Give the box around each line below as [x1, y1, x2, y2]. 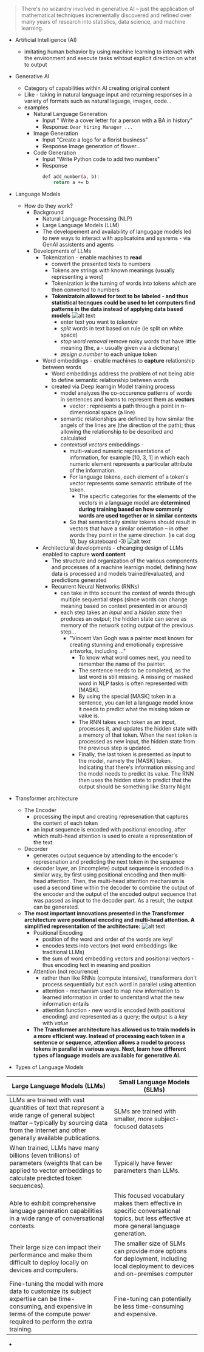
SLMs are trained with [114, 1107, 177, 1115]
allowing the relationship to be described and [60, 428, 174, 435]
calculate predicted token [9, 1173, 82, 1182]
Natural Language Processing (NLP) [42, 215, 132, 222]
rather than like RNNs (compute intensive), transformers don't [42, 974, 197, 982]
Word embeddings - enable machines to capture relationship [42, 357, 195, 364]
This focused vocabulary [114, 1191, 185, 1200]
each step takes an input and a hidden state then [60, 609, 183, 616]
